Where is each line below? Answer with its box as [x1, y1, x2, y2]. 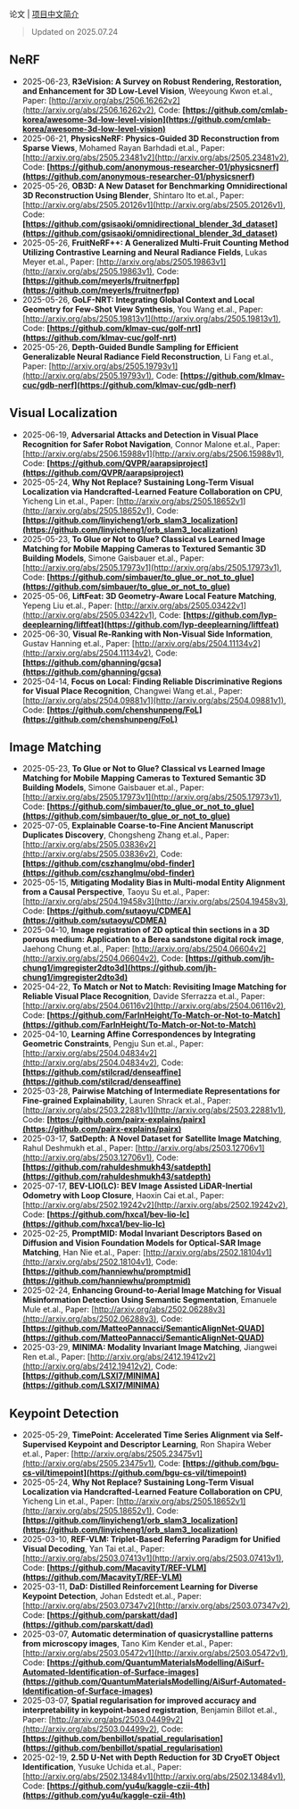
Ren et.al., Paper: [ [21, 1352, 91, 1363]
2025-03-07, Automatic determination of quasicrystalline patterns [21, 1629, 274, 1639]
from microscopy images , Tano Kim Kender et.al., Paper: [21, 1638, 234, 1649]
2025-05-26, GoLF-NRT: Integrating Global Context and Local [21, 294, 255, 304]
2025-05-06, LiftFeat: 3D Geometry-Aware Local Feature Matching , [21, 590, 277, 601]
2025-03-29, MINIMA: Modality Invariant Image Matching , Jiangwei [21, 1342, 278, 1353]
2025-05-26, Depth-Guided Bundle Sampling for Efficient [21, 341, 239, 352]
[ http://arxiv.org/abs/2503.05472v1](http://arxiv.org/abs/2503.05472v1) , [21, 1647, 288, 1659]
